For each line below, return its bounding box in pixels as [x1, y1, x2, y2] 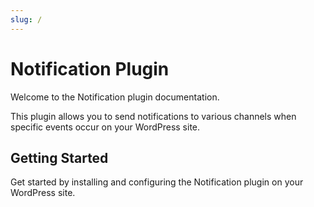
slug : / [10, 14, 43, 25]
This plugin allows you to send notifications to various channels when [10, 110, 297, 122]
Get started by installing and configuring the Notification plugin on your [10, 176, 304, 188]
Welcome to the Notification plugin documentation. [10, 91, 220, 103]
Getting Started [10, 149, 109, 166]
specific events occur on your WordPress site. [10, 121, 201, 133]
